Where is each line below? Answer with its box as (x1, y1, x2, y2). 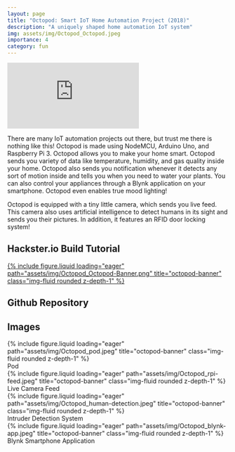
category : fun (7, 43, 49, 50)
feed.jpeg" (7, 377, 38, 385)
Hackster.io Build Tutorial (7, 243, 121, 255)
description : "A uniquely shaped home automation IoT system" (7, 23, 193, 30)
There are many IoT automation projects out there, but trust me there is (7, 134, 213, 143)
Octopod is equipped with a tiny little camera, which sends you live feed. (7, 200, 217, 208)
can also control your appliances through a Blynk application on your (7, 179, 206, 187)
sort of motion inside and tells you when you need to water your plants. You (7, 172, 226, 180)
